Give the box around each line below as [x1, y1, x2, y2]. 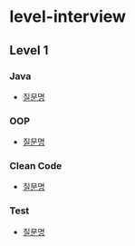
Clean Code [9, 160, 63, 172]
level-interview [9, 6, 127, 27]
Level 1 [9, 43, 49, 58]
